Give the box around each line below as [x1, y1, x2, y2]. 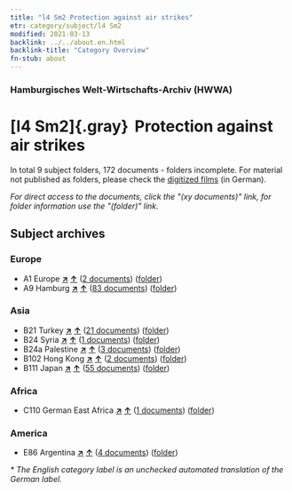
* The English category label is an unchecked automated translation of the [10, 464, 284, 475]
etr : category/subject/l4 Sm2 [10, 21, 122, 30]
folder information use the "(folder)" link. [10, 201, 159, 211]
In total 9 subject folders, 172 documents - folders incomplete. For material [10, 164, 283, 175]
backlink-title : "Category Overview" [10, 46, 150, 55]
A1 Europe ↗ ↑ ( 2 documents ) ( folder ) [22, 273, 163, 284]
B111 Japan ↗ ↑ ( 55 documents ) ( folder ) [22, 362, 170, 373]
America [10, 427, 48, 440]
